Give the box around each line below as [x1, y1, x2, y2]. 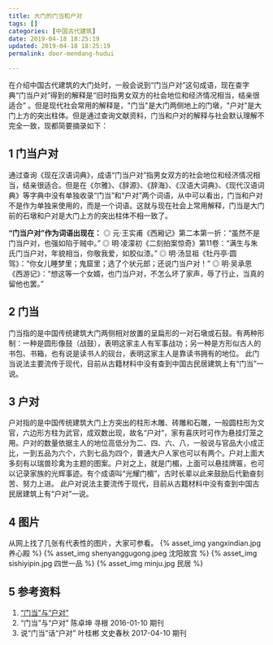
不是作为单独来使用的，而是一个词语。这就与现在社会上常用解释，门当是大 [8, 200, 258, 210]
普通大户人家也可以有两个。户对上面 [136, 448, 258, 458]
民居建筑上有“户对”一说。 [8, 489, 93, 499]
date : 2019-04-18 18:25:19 [8, 34, 100, 43]
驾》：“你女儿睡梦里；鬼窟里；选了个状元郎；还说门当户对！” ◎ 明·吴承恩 [8, 258, 253, 268]
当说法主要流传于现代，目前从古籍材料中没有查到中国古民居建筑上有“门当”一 [8, 359, 264, 368]
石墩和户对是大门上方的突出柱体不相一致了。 [22, 211, 172, 220]
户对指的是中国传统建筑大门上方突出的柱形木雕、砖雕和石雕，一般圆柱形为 [8, 418, 258, 428]
